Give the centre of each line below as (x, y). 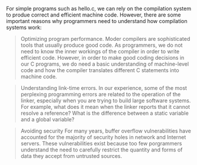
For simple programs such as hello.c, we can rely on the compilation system (98, 9)
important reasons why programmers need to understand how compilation (97, 21)
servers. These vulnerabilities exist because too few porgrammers (101, 143)
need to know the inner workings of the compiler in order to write (100, 51)
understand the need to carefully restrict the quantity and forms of (101, 150)
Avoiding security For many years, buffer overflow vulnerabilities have (106, 131)
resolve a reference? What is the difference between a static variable (105, 113)
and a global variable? (48, 119)
